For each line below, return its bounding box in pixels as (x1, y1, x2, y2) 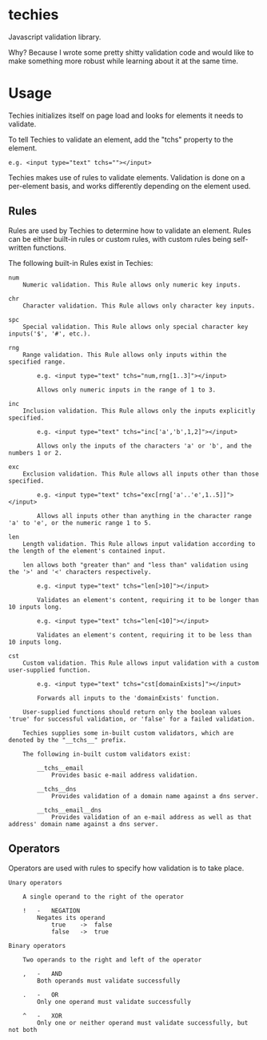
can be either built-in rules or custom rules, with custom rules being (8, 234, 232, 243)
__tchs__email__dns (37, 806, 102, 814)
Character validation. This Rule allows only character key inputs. (22, 302, 256, 310)
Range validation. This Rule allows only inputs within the (22, 351, 227, 359)
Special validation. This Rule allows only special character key (22, 323, 249, 331)
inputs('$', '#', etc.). (8, 330, 91, 338)
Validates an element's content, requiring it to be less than (37, 631, 252, 639)
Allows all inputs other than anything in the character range (37, 512, 252, 520)
